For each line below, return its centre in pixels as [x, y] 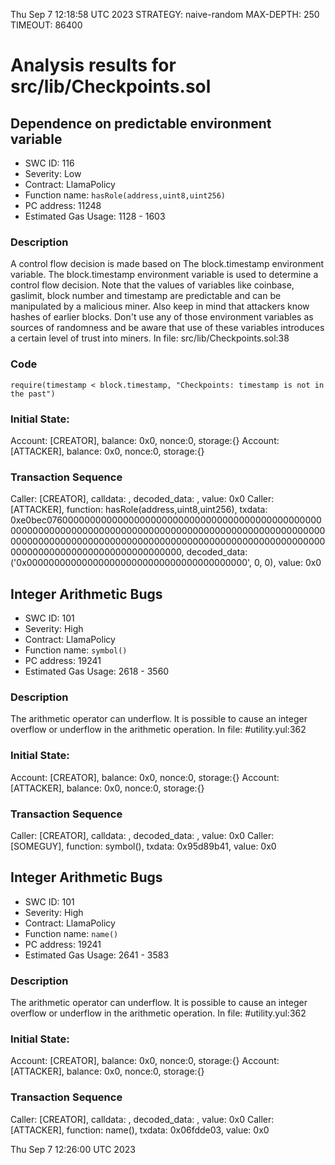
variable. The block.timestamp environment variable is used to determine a [164, 275]
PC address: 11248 [63, 205]
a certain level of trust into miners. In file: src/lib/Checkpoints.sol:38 [150, 338]
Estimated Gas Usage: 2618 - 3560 [97, 671]
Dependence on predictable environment [141, 123]
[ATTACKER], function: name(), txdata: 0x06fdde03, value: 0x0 [140, 1130]
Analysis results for [93, 65]
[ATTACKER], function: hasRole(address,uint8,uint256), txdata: [139, 510]
